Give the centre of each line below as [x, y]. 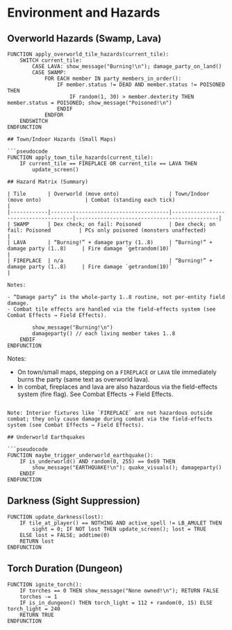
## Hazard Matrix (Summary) [48, 182]
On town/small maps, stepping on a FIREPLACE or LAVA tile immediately [117, 372]
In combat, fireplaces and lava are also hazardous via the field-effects [117, 387]
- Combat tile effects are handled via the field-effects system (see [111, 309]
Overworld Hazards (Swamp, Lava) [84, 39]
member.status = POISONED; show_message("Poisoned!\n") [90, 103]
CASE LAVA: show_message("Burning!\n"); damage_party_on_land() [127, 67]
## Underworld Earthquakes [46, 437]
